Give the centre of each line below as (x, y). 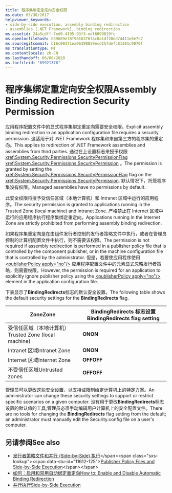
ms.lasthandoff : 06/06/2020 (35, 58)
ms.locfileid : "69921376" (33, 63)
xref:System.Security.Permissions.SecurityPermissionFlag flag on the (79, 175)
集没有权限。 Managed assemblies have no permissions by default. (76, 187)
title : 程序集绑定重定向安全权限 (36, 10)
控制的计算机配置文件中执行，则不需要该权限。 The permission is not (78, 240)
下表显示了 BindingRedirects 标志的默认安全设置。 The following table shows (85, 292)
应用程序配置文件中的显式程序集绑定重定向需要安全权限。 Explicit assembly (84, 127)
